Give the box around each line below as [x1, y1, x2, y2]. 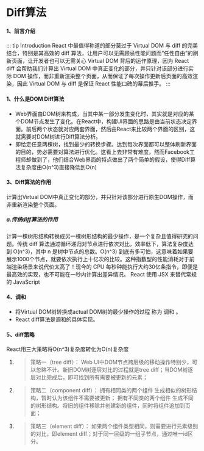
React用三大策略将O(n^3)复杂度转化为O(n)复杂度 [6, 345, 129, 353]
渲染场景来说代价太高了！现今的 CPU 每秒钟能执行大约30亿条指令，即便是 [11, 263, 198, 270]
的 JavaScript [6, 278, 41, 286]
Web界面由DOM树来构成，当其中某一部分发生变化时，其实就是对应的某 [15, 110, 195, 117]
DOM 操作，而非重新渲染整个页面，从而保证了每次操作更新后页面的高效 [13, 73, 193, 80]
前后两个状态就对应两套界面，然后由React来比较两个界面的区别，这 [26, 125, 195, 132]
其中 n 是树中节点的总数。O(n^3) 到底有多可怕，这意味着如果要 [35, 248, 194, 255]
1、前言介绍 [6, 27, 36, 34]
